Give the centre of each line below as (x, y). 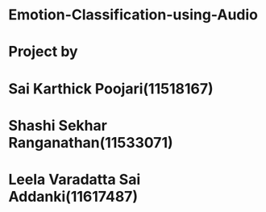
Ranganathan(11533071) (91, 142)
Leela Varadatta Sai (75, 179)
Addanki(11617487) (73, 196)
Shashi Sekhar (58, 125)
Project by (43, 52)
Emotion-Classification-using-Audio (133, 15)
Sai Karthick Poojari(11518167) (111, 88)
